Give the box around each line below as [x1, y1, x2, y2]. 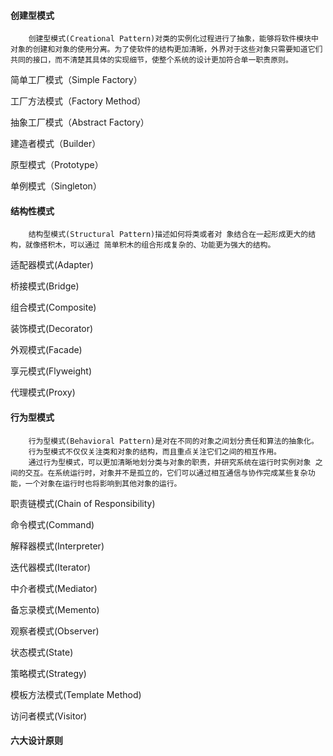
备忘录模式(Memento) [10, 603, 100, 615]
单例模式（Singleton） [10, 180, 102, 192]
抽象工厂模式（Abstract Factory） [10, 116, 150, 129]
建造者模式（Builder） [10, 138, 102, 150]
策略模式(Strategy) [10, 667, 87, 679]
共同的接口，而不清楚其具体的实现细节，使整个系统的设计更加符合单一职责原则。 [10, 55, 293, 65]
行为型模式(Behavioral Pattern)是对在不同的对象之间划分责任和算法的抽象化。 [28, 436, 319, 446]
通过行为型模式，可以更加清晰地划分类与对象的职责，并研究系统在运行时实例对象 [28, 457, 312, 467]
